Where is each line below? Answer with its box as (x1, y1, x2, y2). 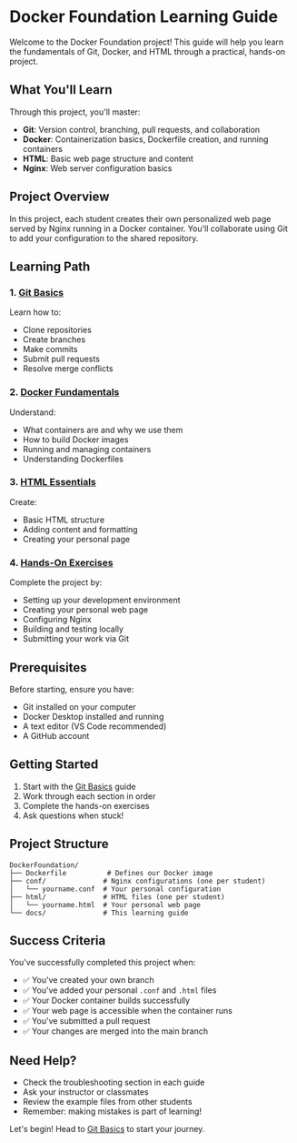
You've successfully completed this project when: (9, 957, 196, 968)
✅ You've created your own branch (22, 975, 154, 986)
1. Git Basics (9, 286, 64, 298)
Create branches (22, 334, 86, 345)
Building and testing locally (22, 623, 124, 634)
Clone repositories (22, 325, 93, 336)
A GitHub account (22, 730, 90, 741)
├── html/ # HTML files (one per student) (9, 892, 225, 902)
